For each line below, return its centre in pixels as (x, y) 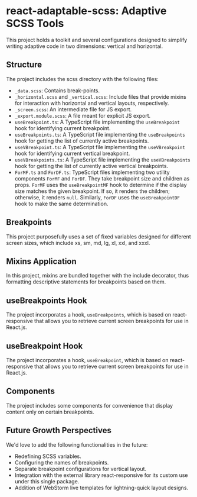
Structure (24, 65)
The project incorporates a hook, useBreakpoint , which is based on (87, 360)
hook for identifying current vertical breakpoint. (72, 153)
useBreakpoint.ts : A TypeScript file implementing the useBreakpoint (97, 122)
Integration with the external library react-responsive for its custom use (101, 475)
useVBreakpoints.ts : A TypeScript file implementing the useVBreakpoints (102, 159)
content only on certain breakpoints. (50, 412)
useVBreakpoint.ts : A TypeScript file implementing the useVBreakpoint (100, 147)
